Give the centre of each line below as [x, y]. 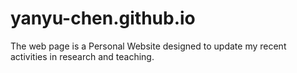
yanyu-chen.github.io [103, 18]
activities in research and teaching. [82, 56]
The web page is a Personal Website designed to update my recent [148, 46]
